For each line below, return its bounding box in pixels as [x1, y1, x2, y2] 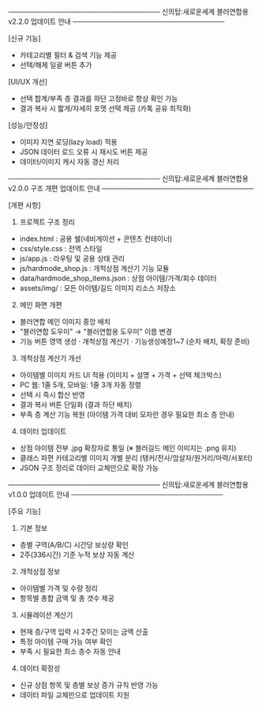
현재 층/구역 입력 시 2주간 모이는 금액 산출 [19, 627, 148, 636]
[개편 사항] [8, 201, 41, 209]
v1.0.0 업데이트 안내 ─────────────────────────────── [8, 490, 223, 499]
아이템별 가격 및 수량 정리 [19, 584, 99, 592]
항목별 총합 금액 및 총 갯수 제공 [19, 593, 114, 603]
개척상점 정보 [19, 567, 61, 576]
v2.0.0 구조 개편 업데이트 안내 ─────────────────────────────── [8, 184, 254, 193]
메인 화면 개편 [19, 300, 62, 310]
